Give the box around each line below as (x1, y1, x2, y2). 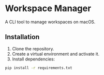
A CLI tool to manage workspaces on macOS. (5, 19, 96, 25)
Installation (5, 33, 40, 41)
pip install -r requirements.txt (5, 65, 73, 70)
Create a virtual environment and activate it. (12, 51, 100, 57)
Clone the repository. (12, 45, 54, 51)
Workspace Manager (5, 3, 91, 14)
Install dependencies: (12, 56, 55, 62)
